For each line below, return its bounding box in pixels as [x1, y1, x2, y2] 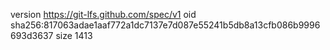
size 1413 [55, 30, 93, 41]
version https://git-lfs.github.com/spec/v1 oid [10, 9, 197, 20]
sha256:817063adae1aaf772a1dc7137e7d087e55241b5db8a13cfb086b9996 [10, 19, 321, 31]
